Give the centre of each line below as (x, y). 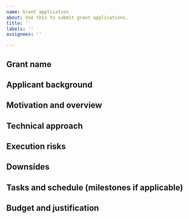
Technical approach (45, 126)
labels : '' (20, 29)
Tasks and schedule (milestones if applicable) (95, 187)
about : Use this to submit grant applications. (68, 18)
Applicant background (49, 84)
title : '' (19, 23)
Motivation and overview (54, 106)
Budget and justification (53, 208)
